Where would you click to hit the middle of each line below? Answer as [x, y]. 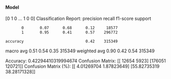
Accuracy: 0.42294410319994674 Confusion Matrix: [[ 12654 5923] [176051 [86, 61]
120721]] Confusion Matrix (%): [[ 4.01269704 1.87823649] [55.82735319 [82, 66]
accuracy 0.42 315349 [61, 42]
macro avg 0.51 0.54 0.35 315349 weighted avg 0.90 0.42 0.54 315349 [80, 51]
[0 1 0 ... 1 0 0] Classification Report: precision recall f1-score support [78, 18]
